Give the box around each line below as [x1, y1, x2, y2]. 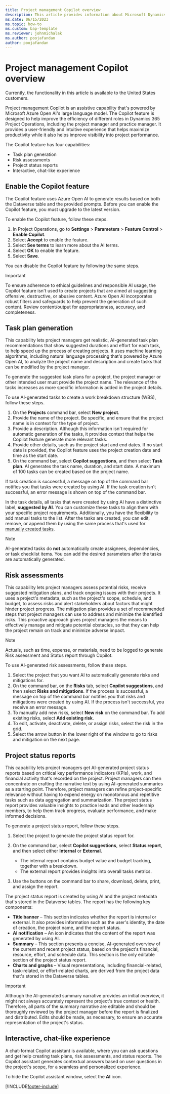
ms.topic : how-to [5, 21, 42, 27]
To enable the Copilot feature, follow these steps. [5, 216, 108, 222]
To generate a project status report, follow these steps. [5, 823, 120, 829]
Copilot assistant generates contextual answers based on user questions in [5, 1058, 162, 1064]
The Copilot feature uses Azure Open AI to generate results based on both [5, 195, 160, 201]
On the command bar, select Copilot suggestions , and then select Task [12, 458, 163, 464]
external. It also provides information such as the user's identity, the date [12, 919, 165, 925]
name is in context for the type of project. [12, 420, 100, 427]
